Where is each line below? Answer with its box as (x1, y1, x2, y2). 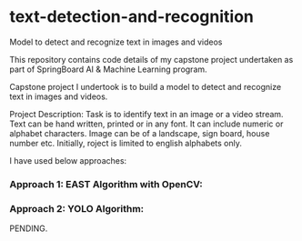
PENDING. (9, 223, 48, 234)
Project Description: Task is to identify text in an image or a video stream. (9, 108, 284, 119)
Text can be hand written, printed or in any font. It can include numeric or (9, 118, 284, 129)
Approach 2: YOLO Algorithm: (9, 202, 145, 215)
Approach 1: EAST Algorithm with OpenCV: (9, 177, 203, 190)
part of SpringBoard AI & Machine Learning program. (9, 64, 207, 75)
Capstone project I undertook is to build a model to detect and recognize (9, 81, 282, 92)
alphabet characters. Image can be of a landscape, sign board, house (9, 127, 270, 138)
